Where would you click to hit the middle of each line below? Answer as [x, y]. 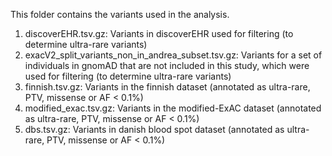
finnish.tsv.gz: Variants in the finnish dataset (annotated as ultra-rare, [167, 87]
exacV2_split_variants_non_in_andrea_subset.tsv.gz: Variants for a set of [173, 55]
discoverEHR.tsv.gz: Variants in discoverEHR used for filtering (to [159, 33]
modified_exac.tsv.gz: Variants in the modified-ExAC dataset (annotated [173, 108]
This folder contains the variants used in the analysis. [120, 14]
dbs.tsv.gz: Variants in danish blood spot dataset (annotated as [154, 129]
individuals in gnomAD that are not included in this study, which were [167, 65]
